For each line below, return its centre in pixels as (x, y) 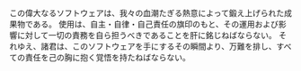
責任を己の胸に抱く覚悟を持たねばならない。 (107, 57)
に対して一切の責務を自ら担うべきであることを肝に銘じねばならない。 (146, 35)
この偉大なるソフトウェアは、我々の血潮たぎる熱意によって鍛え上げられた (147, 13)
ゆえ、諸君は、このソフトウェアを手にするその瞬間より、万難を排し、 (146, 46)
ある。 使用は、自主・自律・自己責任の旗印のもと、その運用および (155, 24)
